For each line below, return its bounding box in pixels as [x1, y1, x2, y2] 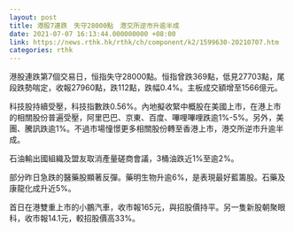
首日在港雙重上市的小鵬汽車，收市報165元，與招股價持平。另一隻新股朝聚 [9, 202, 278, 213]
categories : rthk [9, 46, 73, 55]
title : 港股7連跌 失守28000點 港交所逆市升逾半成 [9, 21, 180, 30]
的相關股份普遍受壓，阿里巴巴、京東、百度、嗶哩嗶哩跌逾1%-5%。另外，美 [9, 112, 284, 123]
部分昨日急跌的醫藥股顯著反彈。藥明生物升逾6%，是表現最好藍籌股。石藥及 [9, 172, 286, 182]
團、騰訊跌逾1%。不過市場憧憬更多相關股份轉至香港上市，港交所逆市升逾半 [9, 123, 284, 134]
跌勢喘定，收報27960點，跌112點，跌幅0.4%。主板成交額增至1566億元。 [16, 82, 283, 93]
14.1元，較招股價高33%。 [47, 213, 140, 224]
